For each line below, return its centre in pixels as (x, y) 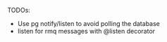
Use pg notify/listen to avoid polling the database (89, 23)
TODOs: (19, 10)
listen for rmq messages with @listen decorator (86, 31)
